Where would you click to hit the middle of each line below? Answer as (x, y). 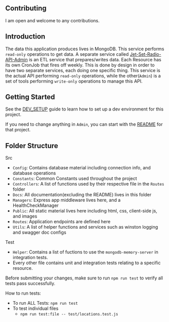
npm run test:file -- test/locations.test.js (69, 314)
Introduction (25, 37)
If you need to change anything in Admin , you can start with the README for (84, 124)
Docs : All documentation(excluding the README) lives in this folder (82, 195)
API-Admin (16, 59)
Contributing (26, 8)
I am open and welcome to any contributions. (53, 20)
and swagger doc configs (39, 232)
